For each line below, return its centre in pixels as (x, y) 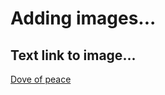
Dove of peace (41, 79)
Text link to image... (73, 55)
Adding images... (83, 18)
